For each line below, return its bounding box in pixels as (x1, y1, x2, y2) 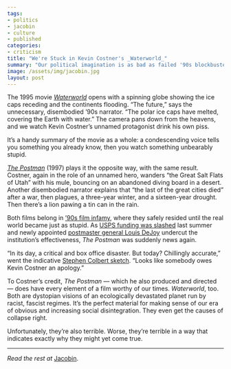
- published (7, 36, 41, 43)
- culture (7, 29, 36, 37)
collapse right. (7, 314, 48, 322)
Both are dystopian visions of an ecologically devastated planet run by (7, 292, 206, 300)
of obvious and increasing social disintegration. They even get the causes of (7, 306, 223, 315)
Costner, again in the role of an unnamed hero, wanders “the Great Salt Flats (7, 171, 223, 179)
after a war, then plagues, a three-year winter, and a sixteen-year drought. (7, 193, 218, 201)
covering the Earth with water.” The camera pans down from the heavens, (7, 115, 217, 123)
